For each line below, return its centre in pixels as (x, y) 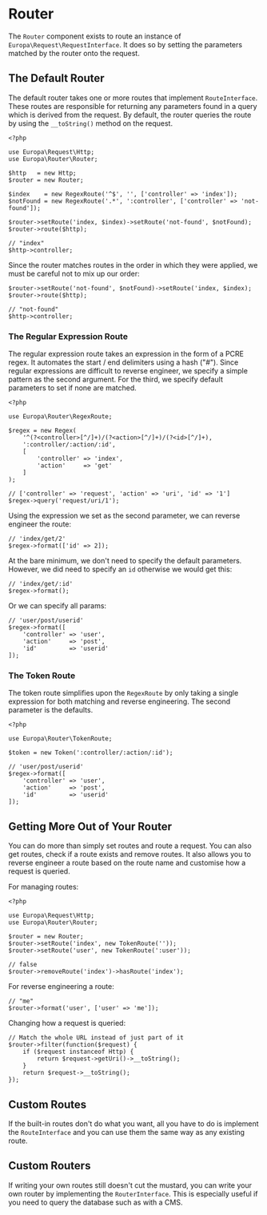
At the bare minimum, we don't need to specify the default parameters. (125, 561)
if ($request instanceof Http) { (78, 1052)
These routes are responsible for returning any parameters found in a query (133, 106)
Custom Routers (50, 1166)
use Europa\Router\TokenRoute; (60, 739)
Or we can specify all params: (57, 606)
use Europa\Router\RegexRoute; (60, 417)
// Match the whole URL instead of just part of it (96, 1038)
